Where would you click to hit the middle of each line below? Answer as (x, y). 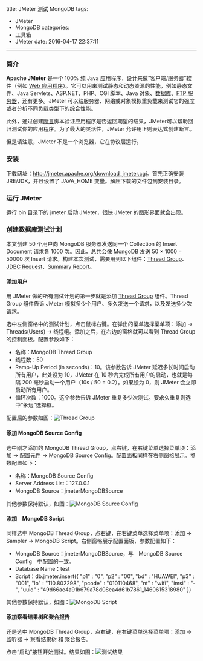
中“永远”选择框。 (36, 405)
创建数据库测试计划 (34, 229)
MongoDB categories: (42, 27)
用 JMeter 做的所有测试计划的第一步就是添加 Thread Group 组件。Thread (97, 296)
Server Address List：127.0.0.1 (52, 483)
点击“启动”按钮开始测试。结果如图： (51, 652)
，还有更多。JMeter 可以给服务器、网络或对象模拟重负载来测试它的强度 (106, 101)
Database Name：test (42, 568)
